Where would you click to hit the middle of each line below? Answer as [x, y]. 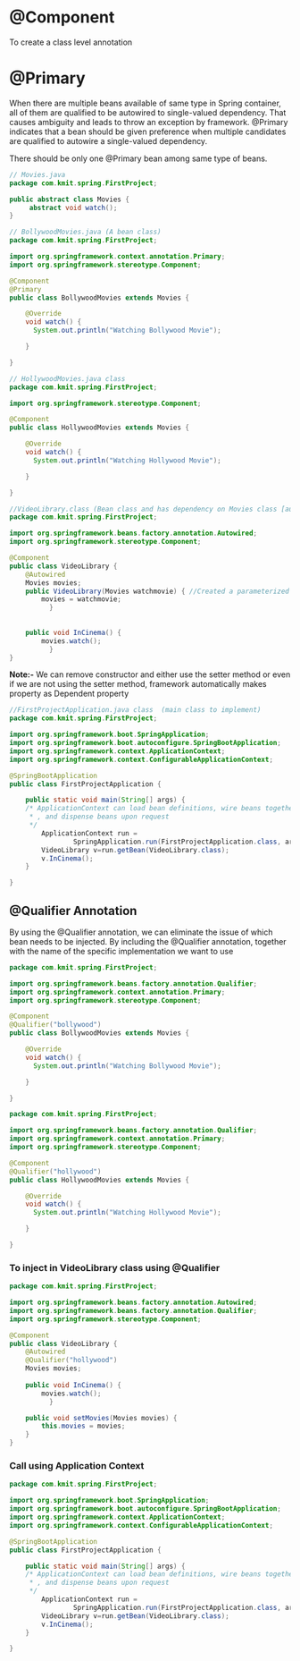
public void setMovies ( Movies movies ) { [101, 1418]
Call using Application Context [77, 1466]
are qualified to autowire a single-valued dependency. [108, 140]
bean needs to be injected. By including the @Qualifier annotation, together [148, 941]
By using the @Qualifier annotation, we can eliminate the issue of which [141, 932]
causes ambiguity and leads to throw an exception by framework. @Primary [149, 122]
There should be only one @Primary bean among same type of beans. [138, 158]
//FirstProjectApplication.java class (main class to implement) [135, 710]
